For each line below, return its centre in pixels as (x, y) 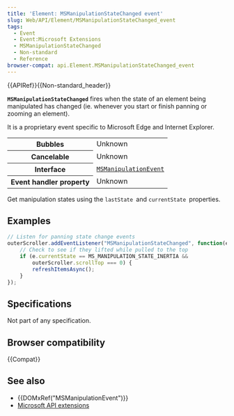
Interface (50, 169)
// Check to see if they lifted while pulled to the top (104, 250)
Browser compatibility (56, 343)
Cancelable (50, 157)
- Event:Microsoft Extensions (57, 40)
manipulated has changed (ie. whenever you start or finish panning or (107, 106)
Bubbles (50, 144)
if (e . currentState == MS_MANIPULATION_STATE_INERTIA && (104, 257)
